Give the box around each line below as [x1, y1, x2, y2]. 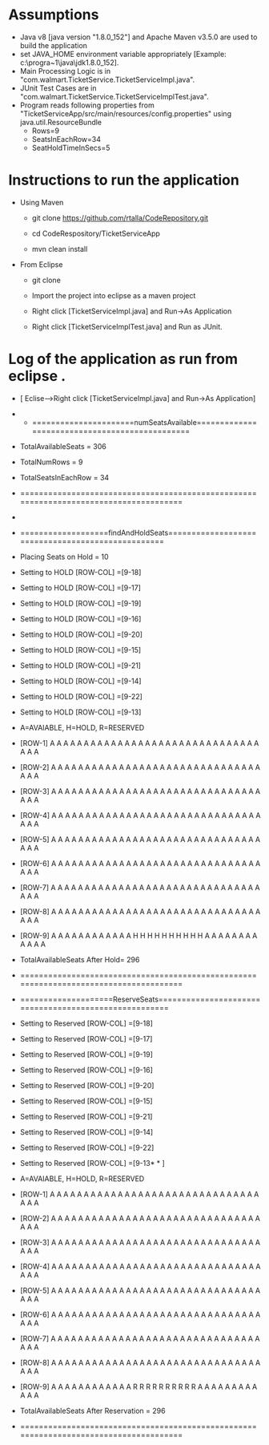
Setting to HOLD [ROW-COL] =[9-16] [19, 613, 142, 623]
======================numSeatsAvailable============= [31, 417, 258, 427]
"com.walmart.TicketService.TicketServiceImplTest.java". [19, 91, 210, 101]
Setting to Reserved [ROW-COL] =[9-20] [19, 1080, 155, 1090]
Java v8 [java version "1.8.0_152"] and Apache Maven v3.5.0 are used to [19, 32, 258, 42]
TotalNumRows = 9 [19, 457, 83, 467]
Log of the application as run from [8, 350, 239, 368]
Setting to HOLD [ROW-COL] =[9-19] [19, 598, 142, 608]
